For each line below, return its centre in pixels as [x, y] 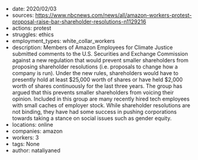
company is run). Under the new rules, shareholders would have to [95, 73]
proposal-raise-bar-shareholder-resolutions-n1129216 [79, 22]
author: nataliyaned [36, 150]
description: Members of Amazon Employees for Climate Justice [92, 47]
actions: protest [31, 28]
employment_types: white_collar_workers [63, 41]
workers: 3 [25, 138]
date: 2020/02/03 [34, 9]
